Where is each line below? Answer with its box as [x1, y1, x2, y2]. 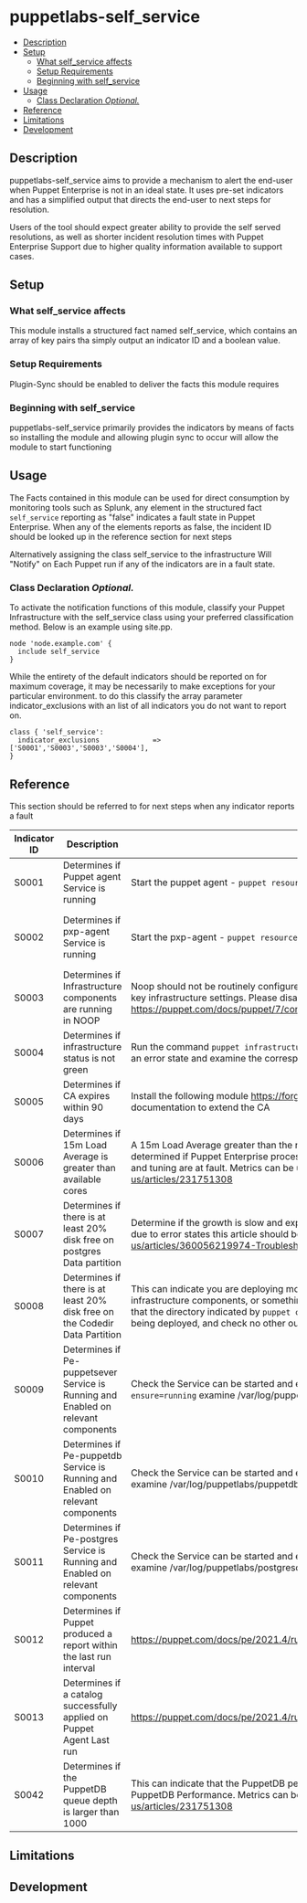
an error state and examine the [131, 1052, 263, 1064]
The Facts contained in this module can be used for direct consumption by [9, 492, 290, 503]
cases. [9, 250, 35, 261]
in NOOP [62, 1014, 101, 1027]
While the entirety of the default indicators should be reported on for [9, 671, 268, 682]
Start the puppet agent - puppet [131, 875, 267, 888]
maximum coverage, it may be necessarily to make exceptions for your [9, 681, 276, 692]
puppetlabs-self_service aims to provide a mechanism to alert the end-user [9, 174, 293, 185]
